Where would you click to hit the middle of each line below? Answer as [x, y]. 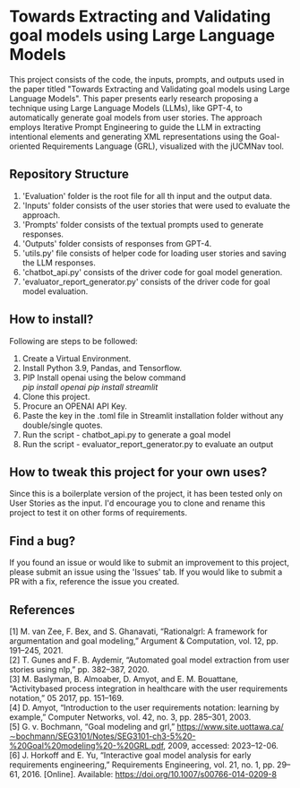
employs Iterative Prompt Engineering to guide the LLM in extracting [135, 126]
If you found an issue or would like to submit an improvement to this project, [149, 563]
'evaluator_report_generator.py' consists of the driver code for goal [146, 281]
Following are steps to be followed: [74, 341]
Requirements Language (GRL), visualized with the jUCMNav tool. [163, 146]
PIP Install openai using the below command [104, 377]
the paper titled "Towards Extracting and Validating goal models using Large [150, 89]
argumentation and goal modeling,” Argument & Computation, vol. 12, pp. [144, 641]
